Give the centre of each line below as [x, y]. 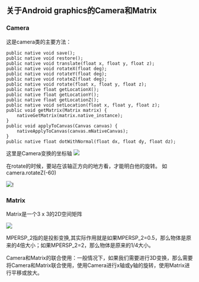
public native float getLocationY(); [53, 95]
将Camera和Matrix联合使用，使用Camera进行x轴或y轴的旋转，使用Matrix [95, 265]
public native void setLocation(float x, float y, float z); [83, 105]
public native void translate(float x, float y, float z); [81, 63]
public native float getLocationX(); [53, 89]
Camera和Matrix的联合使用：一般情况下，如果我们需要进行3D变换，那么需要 [99, 258]
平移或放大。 [27, 272]
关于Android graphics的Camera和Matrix [81, 11]
